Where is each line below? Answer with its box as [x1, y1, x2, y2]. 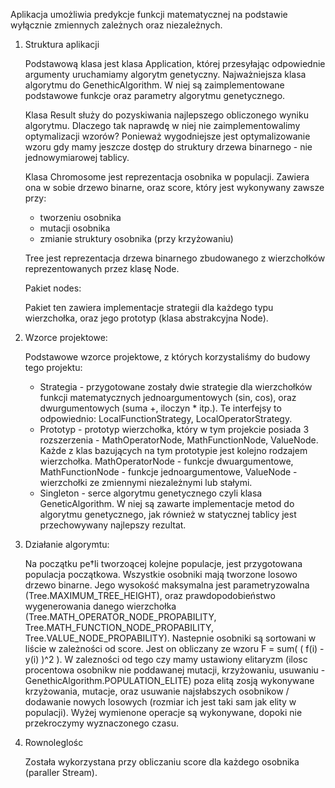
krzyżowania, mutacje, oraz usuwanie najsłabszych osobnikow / [24, 685, 290, 697]
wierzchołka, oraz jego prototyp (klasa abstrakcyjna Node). [24, 312, 269, 324]
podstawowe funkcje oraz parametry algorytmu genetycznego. [24, 90, 286, 101]
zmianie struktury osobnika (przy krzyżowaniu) [39, 233, 234, 244]
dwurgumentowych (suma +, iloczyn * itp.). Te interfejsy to [39, 402, 282, 414]
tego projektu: [24, 362, 83, 373]
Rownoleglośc [24, 737, 84, 748]
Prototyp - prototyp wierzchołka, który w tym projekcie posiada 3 [39, 424, 310, 435]
